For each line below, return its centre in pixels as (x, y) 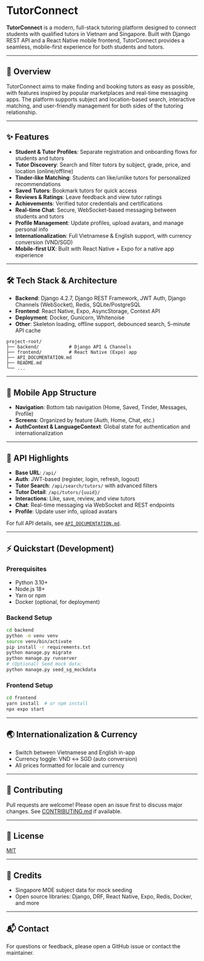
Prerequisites (26, 569)
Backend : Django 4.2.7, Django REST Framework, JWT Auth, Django (100, 298)
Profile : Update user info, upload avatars (66, 511)
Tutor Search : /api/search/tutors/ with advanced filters (86, 485)
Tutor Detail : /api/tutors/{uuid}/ (57, 492)
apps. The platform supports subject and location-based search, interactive (101, 99)
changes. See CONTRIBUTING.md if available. (64, 811)
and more (27, 903)
